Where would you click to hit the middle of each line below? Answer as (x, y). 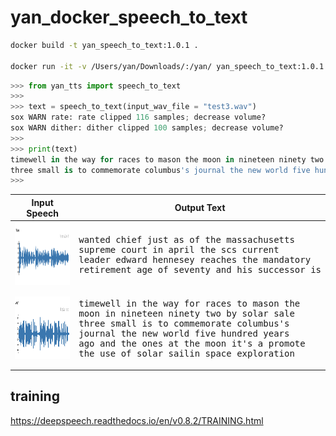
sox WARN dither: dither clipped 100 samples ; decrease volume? (147, 128)
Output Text (200, 208)
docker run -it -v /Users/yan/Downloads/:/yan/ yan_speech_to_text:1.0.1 (167, 66)
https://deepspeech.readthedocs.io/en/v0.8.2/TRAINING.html (137, 420)
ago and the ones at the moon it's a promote (192, 344)
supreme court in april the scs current (179, 249)
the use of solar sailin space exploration (186, 354)
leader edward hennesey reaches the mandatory (195, 259)
